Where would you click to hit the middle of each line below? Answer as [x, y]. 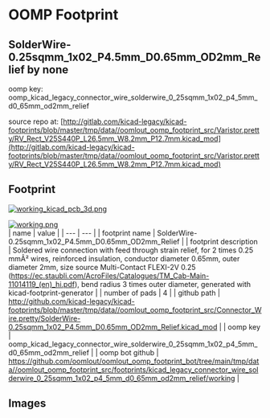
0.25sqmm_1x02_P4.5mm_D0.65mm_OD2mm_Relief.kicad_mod [113, 326]
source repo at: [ [36, 121]
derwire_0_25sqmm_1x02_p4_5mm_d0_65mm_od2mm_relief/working [122, 378]
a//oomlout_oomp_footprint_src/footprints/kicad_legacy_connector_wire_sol [133, 369]
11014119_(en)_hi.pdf [41, 284]
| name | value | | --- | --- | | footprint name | [82, 233]
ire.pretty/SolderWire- [45, 318]
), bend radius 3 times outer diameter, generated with [163, 284]
